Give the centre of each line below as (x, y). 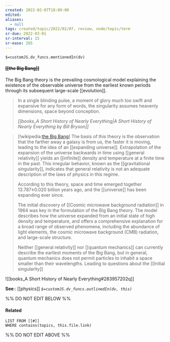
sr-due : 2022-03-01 (26, 34)
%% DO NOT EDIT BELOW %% (38, 298)
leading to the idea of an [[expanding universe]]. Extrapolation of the (89, 147)
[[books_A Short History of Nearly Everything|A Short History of (84, 121)
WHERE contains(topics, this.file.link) (49, 326)
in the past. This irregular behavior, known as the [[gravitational (84, 163)
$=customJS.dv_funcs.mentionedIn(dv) (45, 57)
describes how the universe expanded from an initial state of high (86, 216)
